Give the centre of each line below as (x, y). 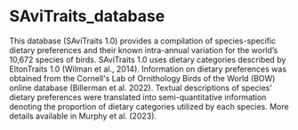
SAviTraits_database (87, 16)
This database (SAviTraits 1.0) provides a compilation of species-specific (143, 41)
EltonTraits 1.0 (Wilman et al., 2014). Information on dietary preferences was (148, 69)
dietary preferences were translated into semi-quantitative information (138, 97)
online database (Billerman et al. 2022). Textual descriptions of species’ (141, 88)
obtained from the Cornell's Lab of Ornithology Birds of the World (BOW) (142, 78)
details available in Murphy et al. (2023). (83, 116)
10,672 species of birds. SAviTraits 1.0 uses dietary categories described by (148, 59)
